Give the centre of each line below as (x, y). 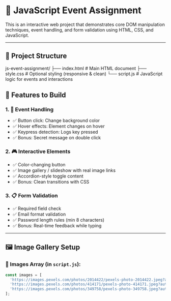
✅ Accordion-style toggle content (48, 176)
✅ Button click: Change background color (56, 121)
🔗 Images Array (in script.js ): (43, 264)
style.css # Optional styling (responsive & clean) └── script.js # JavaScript (84, 74)
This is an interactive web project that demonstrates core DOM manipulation (85, 24)
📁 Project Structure (36, 56)
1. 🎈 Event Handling (30, 110)
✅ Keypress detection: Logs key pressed (55, 132)
